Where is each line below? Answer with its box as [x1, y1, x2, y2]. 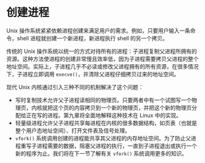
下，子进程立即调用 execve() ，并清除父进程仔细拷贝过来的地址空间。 [6, 70, 180, 78]
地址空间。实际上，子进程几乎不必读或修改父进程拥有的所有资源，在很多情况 [6, 62, 199, 70]
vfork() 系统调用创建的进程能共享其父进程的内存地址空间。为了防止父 [15, 134, 191, 142]
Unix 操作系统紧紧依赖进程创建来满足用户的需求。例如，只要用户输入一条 [6, 27, 190, 34]
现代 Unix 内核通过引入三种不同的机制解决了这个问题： [6, 83, 144, 90]
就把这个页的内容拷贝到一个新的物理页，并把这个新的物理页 [41, 104, 192, 111]
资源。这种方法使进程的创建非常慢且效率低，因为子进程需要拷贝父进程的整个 [6, 55, 199, 62]
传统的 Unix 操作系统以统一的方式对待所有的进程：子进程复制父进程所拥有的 [6, 47, 197, 55]
